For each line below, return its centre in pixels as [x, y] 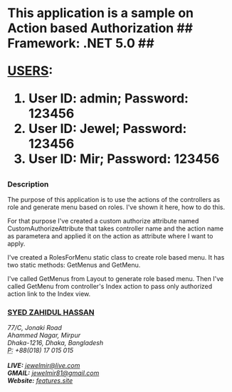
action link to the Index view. [49, 294]
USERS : [30, 71]
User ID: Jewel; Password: [107, 129]
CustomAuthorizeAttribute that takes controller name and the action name [116, 228]
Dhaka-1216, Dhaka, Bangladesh [56, 343]
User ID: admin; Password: [108, 99]
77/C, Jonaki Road [35, 328]
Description [28, 184]
